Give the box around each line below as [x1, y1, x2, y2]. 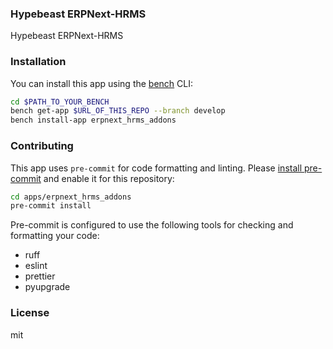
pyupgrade [24, 281, 71, 293]
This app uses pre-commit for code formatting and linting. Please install [10, 162, 303, 174]
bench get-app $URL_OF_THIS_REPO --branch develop [10, 106, 226, 116]
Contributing [10, 139, 74, 153]
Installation [10, 55, 67, 69]
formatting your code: [10, 230, 100, 242]
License [10, 306, 50, 320]
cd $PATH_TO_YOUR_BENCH [10, 97, 110, 107]
